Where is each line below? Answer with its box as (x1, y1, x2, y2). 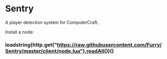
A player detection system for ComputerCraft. (5, 19, 99, 25)
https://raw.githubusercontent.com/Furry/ (57, 41, 162, 48)
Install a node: (5, 29, 34, 35)
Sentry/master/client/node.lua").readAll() (5, 48, 108, 55)
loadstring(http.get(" (5, 41, 57, 48)
